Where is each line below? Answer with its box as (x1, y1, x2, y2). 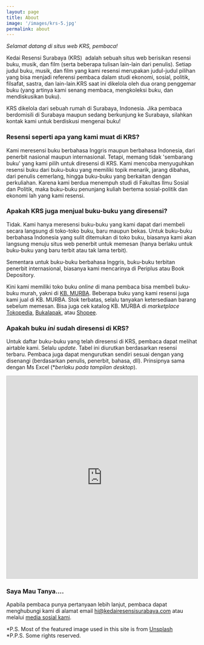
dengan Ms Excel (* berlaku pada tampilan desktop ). (6, 364, 137, 371)
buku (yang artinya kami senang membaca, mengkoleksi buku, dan (6, 86, 174, 94)
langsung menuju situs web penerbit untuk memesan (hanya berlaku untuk (6, 240, 192, 247)
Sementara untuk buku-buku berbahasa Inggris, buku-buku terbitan (6, 258, 176, 265)
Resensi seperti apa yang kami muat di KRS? (6, 133, 140, 142)
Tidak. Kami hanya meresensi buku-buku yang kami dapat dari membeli (6, 220, 185, 228)
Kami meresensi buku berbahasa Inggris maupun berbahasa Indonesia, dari (6, 146, 196, 154)
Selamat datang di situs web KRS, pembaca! (6, 43, 118, 50)
